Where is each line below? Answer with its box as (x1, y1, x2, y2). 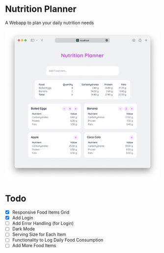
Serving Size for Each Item (12, 231, 66, 237)
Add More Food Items (12, 243, 56, 249)
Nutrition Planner (5, 3, 77, 15)
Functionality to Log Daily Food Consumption (12, 237, 104, 243)
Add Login (12, 215, 33, 221)
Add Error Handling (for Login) (12, 221, 74, 226)
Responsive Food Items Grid (12, 209, 70, 215)
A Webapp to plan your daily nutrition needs (5, 20, 94, 26)
